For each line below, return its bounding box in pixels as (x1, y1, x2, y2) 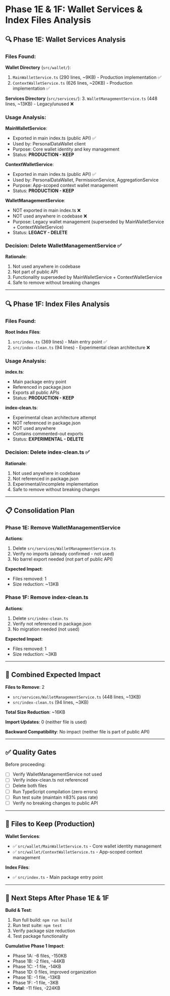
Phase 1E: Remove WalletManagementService (5, 524, 120, 531)
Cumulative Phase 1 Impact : (5, 943, 65, 949)
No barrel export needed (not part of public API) (12, 556, 113, 562)
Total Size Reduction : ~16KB (5, 709, 66, 715)
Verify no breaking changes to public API (12, 800, 98, 806)
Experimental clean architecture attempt (12, 415, 97, 421)
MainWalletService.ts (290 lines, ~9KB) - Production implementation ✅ (12, 74, 162, 80)
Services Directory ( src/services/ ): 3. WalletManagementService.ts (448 (5, 95, 158, 101)
